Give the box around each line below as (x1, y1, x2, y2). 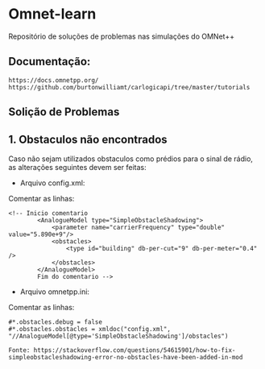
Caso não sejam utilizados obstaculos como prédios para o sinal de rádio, (8, 154, 254, 164)
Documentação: (8, 55, 91, 68)
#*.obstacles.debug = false (8, 317, 103, 326)
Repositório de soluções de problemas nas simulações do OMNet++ (8, 31, 235, 41)
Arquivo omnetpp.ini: (19, 287, 90, 296)
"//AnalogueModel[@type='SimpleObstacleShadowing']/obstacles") (8, 332, 229, 340)
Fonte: (8, 346, 31, 354)
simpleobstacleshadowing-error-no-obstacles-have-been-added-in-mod (8, 353, 243, 361)
